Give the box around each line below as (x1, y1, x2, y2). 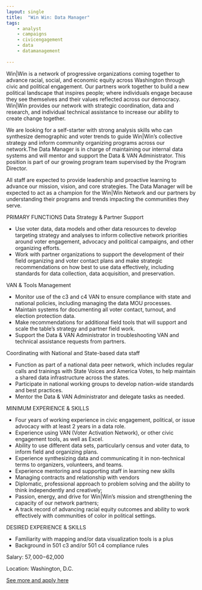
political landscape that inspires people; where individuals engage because (6, 89, 192, 96)
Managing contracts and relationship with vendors (14, 473, 139, 481)
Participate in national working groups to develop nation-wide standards (14, 380, 194, 388)
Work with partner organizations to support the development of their (14, 251, 185, 258)
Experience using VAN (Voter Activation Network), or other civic (14, 429, 174, 436)
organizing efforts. (14, 244, 61, 251)
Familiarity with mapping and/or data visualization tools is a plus (14, 535, 174, 543)
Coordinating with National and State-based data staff (6, 349, 140, 356)
